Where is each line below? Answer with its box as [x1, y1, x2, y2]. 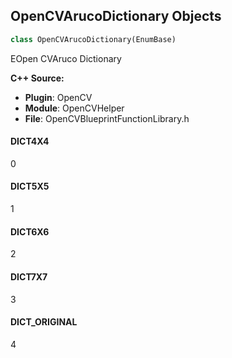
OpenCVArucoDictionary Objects [10, 8, 222, 25]
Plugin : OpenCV [24, 91, 93, 103]
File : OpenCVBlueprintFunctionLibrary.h [24, 112, 190, 124]
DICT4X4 [10, 135, 50, 148]
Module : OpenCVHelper [24, 102, 125, 114]
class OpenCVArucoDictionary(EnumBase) [10, 34, 177, 44]
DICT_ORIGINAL [10, 316, 78, 328]
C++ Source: [10, 72, 65, 84]
